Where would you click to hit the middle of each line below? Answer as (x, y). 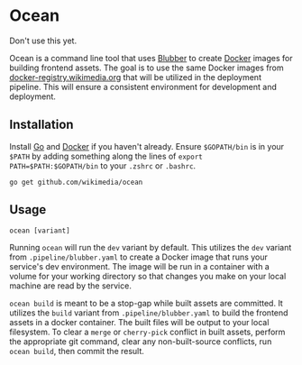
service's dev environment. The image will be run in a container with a (140, 266)
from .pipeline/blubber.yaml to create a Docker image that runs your (138, 257)
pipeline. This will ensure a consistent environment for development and (143, 87)
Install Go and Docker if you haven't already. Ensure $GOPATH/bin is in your (147, 146)
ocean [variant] (40, 231)
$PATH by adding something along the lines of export (106, 156)
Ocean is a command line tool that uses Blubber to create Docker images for (151, 58)
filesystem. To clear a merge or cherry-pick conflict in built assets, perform (147, 332)
